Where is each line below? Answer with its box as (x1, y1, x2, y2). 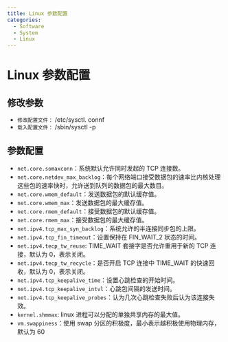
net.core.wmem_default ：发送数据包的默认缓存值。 (16, 190, 161, 198)
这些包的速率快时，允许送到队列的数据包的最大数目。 (16, 181, 168, 189)
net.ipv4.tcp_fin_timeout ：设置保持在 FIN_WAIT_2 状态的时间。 (16, 233, 201, 241)
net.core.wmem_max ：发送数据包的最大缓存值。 (16, 198, 148, 206)
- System (13, 29, 38, 36)
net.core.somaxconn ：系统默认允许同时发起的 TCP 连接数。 (16, 164, 185, 172)
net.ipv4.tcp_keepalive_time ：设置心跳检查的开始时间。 (16, 276, 179, 284)
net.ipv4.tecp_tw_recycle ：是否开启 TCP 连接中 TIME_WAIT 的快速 (16, 259, 209, 267)
